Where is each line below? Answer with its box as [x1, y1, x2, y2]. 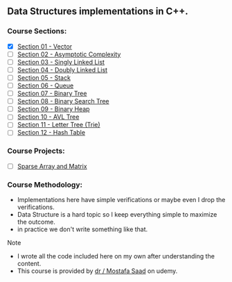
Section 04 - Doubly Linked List [17, 65, 108, 74]
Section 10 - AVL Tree [17, 113, 80, 121]
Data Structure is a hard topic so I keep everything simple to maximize [17, 210, 217, 219]
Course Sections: [7, 26, 67, 36]
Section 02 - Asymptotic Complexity [17, 50, 121, 58]
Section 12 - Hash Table [17, 128, 85, 137]
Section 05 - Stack [17, 73, 71, 82]
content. [17, 260, 42, 268]
